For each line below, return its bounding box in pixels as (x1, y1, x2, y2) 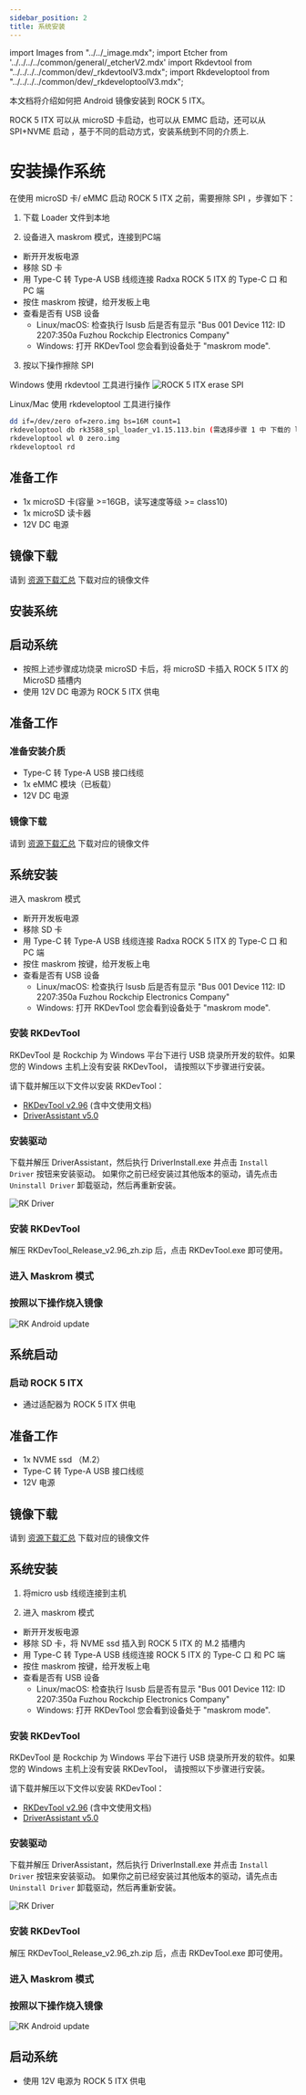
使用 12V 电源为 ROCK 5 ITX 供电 (22, 2075, 147, 2086)
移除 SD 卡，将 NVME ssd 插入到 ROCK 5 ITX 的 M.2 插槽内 (22, 1638, 246, 1649)
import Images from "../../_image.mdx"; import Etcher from (9, 47, 228, 58)
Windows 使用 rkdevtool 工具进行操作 (9, 380, 150, 391)
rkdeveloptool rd (9, 443, 76, 452)
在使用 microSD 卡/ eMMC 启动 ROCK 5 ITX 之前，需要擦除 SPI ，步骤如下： (9, 193, 296, 204)
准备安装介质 (9, 745, 66, 758)
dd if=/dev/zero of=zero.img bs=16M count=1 (9, 417, 181, 426)
